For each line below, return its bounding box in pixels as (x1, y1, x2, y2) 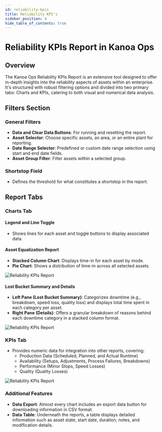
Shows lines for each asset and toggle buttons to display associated (12, 230, 149, 236)
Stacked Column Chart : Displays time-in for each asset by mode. (12, 257, 144, 264)
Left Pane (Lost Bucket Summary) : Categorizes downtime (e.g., (12, 294, 141, 300)
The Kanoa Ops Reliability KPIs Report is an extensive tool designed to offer (5, 74, 157, 80)
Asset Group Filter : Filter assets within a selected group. (12, 155, 126, 161)
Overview (5, 61, 36, 69)
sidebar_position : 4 (5, 16, 47, 21)
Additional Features (5, 390, 53, 397)
